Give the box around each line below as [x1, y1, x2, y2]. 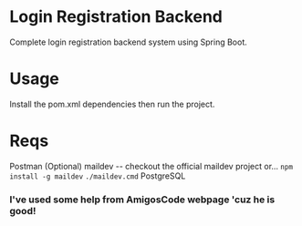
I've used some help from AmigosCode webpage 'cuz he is [9, 193, 276, 206]
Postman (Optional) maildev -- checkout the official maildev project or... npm [9, 160, 294, 171]
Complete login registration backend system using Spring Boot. [9, 36, 248, 47]
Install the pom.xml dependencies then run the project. [9, 98, 215, 109]
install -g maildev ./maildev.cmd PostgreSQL [9, 170, 186, 181]
